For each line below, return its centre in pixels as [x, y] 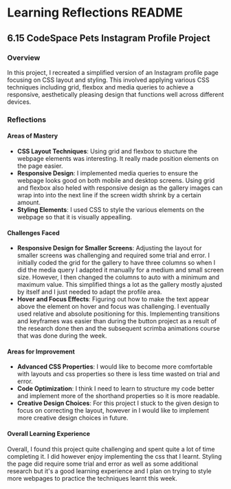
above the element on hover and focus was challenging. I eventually [113, 307]
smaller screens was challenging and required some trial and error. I [113, 255]
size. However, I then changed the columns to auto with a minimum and [118, 277]
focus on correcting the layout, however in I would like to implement [113, 411]
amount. [29, 202]
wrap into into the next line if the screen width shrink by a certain [109, 195]
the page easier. [40, 166]
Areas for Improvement [41, 351]
